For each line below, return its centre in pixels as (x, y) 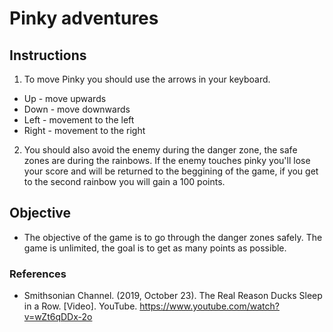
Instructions (48, 55)
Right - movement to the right (84, 130)
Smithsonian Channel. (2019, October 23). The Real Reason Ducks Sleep (173, 296)
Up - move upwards (65, 98)
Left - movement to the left (79, 120)
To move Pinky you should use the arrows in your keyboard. (147, 79)
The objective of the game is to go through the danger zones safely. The (173, 237)
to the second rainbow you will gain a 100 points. (124, 181)
